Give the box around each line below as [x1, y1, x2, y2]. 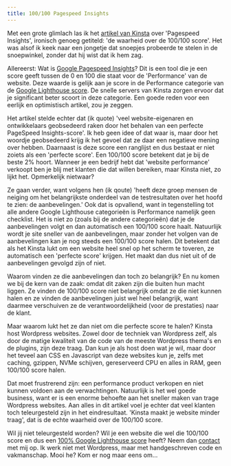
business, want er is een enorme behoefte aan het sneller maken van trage [7, 393, 219, 402]
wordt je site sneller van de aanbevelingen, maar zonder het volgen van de [7, 230, 219, 238]
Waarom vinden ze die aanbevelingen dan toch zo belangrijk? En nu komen [7, 272, 220, 280]
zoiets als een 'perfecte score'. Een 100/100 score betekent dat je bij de [7, 151, 210, 159]
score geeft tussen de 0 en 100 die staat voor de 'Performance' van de [7, 71, 208, 80]
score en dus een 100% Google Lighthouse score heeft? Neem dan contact [7, 436, 220, 444]
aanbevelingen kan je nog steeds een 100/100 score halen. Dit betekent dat [7, 236, 220, 245]
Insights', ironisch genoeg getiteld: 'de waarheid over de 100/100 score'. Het [7, 36, 223, 45]
